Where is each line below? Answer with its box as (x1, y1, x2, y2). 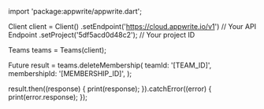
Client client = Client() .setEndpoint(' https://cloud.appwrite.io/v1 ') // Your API (8, 22, 257, 31)
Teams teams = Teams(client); (8, 45, 106, 54)
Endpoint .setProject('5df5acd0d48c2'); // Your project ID (8, 31, 195, 39)
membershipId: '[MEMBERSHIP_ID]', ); (8, 69, 132, 78)
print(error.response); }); (8, 93, 88, 101)
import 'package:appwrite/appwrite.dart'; (8, 7, 142, 16)
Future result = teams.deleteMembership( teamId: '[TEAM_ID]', (8, 60, 212, 70)
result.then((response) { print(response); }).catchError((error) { (8, 84, 212, 93)
